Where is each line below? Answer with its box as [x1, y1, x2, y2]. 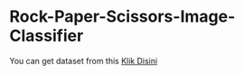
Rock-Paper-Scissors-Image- [9, 6, 236, 27]
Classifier [9, 25, 84, 46]
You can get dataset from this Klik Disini [9, 55, 158, 66]
